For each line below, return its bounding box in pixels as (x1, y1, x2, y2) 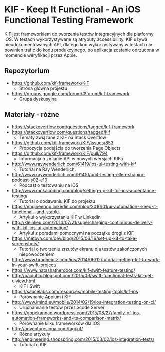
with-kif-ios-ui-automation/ (11, 224, 68, 231)
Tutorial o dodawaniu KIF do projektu (19, 198, 96, 204)
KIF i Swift (19, 283, 40, 289)
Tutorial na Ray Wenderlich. (19, 166, 76, 172)
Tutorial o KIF (19, 341, 47, 347)
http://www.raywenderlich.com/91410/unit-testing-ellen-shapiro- (11, 171, 146, 177)
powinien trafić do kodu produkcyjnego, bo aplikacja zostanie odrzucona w (4, 47, 159, 53)
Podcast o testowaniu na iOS (19, 182, 79, 188)
